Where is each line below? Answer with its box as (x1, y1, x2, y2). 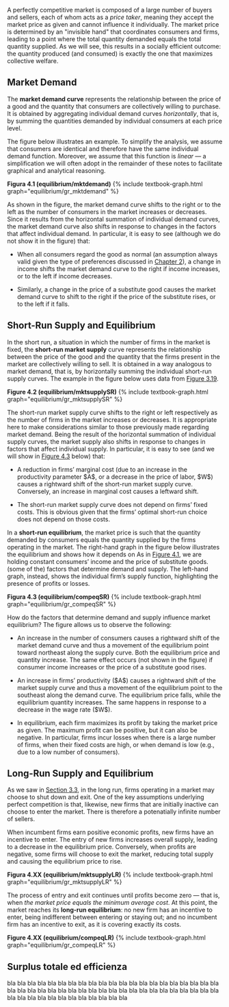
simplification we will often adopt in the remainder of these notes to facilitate (7, 159, 223, 167)
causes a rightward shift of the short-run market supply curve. (16, 479, 193, 488)
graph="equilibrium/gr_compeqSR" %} (7, 600, 116, 608)
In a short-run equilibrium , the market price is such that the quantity (7, 528, 201, 536)
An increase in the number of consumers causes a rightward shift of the (16, 634, 220, 642)
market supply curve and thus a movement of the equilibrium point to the (16, 683, 223, 691)
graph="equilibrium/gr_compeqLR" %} (7, 941, 116, 949)
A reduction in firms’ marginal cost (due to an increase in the (16, 465, 188, 473)
